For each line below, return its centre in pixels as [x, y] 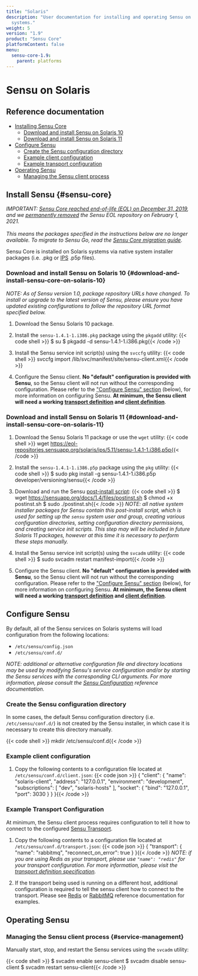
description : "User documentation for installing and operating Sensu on [99, 17]
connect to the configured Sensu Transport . [60, 829]
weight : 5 [18, 28]
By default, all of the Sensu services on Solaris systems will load [84, 628]
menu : [13, 50]
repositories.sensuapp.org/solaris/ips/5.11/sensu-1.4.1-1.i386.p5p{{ [95, 449]
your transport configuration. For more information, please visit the [96, 865]
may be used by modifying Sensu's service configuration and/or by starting [98, 670]
